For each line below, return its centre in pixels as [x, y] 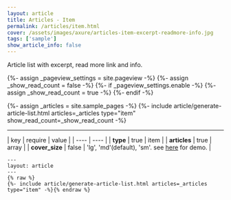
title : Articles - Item [41, 20]
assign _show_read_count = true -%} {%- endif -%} [80, 92]
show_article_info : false [44, 45]
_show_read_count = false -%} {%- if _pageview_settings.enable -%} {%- [112, 85]
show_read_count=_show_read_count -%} [67, 120]
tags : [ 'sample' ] [32, 39]
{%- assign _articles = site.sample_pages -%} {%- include [90, 106]
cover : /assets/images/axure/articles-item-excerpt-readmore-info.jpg [110, 33]
